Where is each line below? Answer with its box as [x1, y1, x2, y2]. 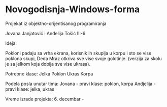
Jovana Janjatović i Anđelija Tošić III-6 [5, 30, 86, 36]
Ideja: [5, 40, 17, 46]
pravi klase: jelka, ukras [5, 86, 55, 92]
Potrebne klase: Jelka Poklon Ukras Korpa [5, 70, 93, 77]
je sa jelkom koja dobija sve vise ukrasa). [5, 61, 90, 67]
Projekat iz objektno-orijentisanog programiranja [5, 20, 107, 26]
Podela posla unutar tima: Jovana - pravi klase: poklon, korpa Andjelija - [5, 81, 156, 87]
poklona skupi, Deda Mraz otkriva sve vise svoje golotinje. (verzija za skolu [5, 55, 162, 62]
